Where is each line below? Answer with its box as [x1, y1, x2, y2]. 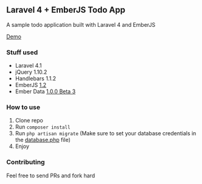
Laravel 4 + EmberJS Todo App [6, 5, 126, 15]
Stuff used [6, 48, 38, 57]
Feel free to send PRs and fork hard [6, 172, 96, 179]
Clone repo [15, 117, 44, 124]
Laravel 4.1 [15, 62, 42, 69]
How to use [6, 103, 41, 111]
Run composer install [15, 123, 71, 130]
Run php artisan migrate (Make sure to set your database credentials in [15, 130, 197, 137]
